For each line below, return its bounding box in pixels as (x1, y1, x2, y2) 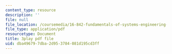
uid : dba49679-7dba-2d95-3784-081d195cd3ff (5, 41, 100, 46)
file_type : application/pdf (5, 27, 66, 32)
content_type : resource (5, 7, 56, 13)
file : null (5, 17, 29, 22)
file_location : (5, 22, 38, 27)
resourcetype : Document (5, 31, 56, 37)
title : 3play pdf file (5, 37, 54, 42)
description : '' (5, 12, 40, 17)
